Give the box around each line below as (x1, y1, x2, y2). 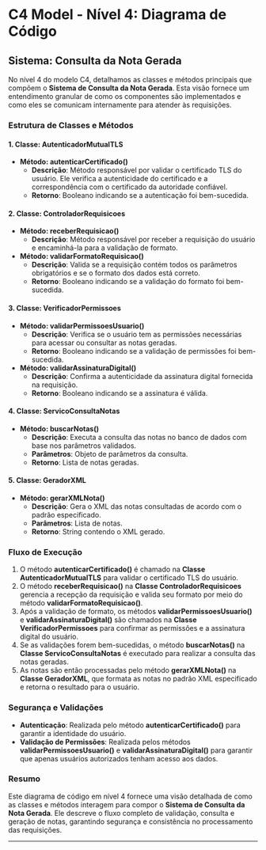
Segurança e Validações (8, 702, 104, 713)
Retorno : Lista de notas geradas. (31, 457, 139, 467)
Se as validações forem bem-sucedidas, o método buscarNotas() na (19, 640, 245, 650)
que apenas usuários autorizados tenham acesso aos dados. (19, 753, 218, 763)
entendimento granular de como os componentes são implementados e (8, 92, 241, 101)
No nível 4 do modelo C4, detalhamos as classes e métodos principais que (8, 75, 252, 84)
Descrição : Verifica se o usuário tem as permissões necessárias (31, 329, 242, 339)
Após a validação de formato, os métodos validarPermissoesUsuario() (19, 607, 253, 617)
